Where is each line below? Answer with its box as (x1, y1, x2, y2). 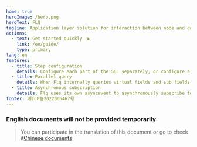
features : (6, 57, 30, 63)
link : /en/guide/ (16, 42, 59, 47)
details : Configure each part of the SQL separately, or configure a (16, 69, 191, 74)
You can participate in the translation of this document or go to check (20, 128, 189, 135)
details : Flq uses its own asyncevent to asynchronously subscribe (16, 90, 185, 96)
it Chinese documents (20, 134, 72, 141)
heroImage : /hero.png (6, 14, 59, 20)
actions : (6, 30, 28, 36)
